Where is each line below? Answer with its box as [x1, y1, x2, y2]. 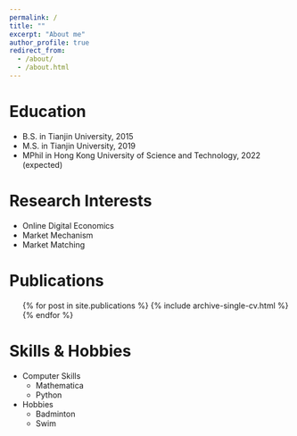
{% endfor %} [21, 309, 74, 320]
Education [9, 102, 87, 122]
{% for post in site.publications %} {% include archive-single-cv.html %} [21, 300, 289, 311]
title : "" [9, 21, 46, 30]
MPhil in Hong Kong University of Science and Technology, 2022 [21, 149, 261, 161]
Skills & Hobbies [9, 340, 132, 361]
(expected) [21, 159, 63, 170]
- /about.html [17, 63, 70, 72]
